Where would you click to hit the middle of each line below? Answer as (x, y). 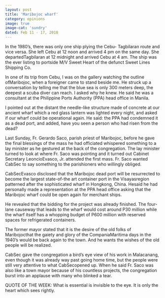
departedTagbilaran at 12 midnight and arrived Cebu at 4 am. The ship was (81, 57)
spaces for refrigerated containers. (41, 220)
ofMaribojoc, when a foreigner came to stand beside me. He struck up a (78, 82)
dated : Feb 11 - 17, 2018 (32, 33)
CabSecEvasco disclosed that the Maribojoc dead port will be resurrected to (82, 174)
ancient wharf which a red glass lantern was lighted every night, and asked (81, 113)
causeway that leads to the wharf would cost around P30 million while (86, 209)
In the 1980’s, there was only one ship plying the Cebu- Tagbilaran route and (82, 47)
